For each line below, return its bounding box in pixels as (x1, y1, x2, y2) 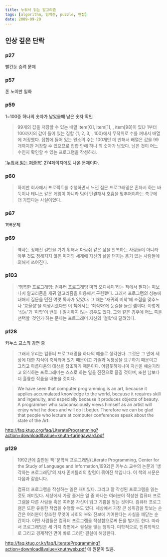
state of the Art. (17, 417, 50, 423)
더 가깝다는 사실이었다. (17, 197, 62, 203)
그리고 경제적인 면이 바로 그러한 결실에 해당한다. (22, 530, 116, 536)
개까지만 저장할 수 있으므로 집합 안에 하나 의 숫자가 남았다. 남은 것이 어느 (17, 143, 159, 149)
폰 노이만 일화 (5, 89, 32, 95)
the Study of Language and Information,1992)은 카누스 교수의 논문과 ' (17, 463, 157, 469)
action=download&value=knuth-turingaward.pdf (5, 432, 105, 438)
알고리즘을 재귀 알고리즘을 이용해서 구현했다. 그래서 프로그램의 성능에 (26, 290, 162, 296)
